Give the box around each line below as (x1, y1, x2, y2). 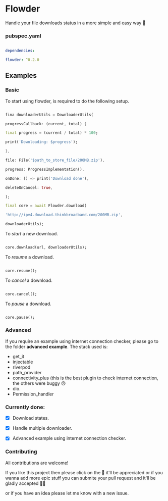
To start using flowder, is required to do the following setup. (5, 98, 130, 104)
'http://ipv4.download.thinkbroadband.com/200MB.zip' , (5, 213, 123, 218)
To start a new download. (5, 231, 58, 237)
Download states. (12, 415, 49, 421)
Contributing (5, 448, 37, 455)
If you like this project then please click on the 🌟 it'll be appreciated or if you (5, 469, 163, 475)
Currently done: (5, 404, 45, 411)
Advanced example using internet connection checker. (12, 435, 126, 441)
